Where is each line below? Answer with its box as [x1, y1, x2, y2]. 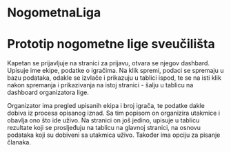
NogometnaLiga [7, 5, 101, 21]
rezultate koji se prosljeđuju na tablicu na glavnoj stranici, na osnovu [7, 124, 201, 132]
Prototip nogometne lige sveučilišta [7, 36, 215, 52]
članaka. [7, 138, 31, 146]
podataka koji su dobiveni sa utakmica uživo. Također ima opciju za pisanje [7, 131, 221, 139]
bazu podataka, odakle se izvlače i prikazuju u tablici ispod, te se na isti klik [7, 74, 222, 82]
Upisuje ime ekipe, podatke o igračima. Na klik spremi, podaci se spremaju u [7, 67, 224, 75]
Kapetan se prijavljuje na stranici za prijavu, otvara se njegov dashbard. [7, 59, 210, 67]
